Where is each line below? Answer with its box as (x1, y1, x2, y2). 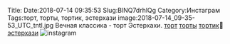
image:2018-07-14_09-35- (117, 13, 196, 22)
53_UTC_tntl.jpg (7, 21, 54, 29)
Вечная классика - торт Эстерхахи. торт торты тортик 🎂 (55, 21, 224, 29)
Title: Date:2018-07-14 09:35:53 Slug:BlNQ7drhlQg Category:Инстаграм (7, 6, 221, 14)
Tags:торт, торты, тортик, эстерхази (7, 13, 117, 22)
